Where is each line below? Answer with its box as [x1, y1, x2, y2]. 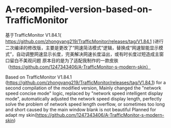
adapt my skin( [5, 112, 37, 118]
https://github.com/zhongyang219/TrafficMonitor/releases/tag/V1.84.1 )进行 [5, 38, 164, 44]
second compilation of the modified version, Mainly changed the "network [5, 85, 162, 91]
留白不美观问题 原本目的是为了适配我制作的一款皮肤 [9, 57, 118, 63]
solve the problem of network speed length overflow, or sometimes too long [5, 101, 165, 107]
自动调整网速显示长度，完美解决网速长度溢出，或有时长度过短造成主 [16, 51, 160, 57]
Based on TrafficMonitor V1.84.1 [5, 74, 72, 80]
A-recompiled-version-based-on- [5, 4, 153, 15]
